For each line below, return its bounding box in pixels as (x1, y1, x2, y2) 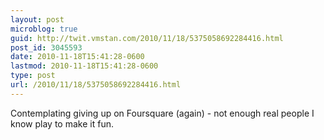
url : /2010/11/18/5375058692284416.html (10, 80, 182, 90)
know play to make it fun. (10, 117, 114, 130)
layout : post (10, 14, 65, 25)
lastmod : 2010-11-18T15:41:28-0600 (10, 61, 159, 71)
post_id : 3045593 (10, 42, 83, 53)
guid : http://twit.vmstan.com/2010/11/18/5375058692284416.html (10, 33, 284, 43)
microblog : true (10, 24, 78, 34)
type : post (10, 71, 56, 81)
